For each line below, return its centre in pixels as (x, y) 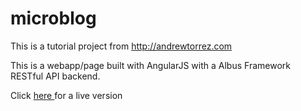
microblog (53, 18)
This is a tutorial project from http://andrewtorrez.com (121, 46)
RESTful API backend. (55, 76)
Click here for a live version (66, 95)
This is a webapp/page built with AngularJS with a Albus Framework (150, 65)
